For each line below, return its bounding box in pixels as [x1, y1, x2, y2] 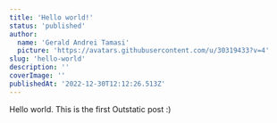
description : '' [9, 63, 70, 72]
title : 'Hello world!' [9, 12, 94, 22]
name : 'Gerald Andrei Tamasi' [17, 37, 130, 47]
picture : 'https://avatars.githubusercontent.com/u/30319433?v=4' [17, 46, 270, 55]
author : [9, 29, 38, 38]
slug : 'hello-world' [9, 54, 87, 63]
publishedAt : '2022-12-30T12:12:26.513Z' [9, 79, 166, 88]
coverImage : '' [9, 71, 66, 80]
